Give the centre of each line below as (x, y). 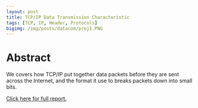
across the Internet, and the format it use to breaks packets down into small (99, 81)
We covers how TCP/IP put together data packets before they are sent (93, 75)
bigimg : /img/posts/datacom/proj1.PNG (54, 28)
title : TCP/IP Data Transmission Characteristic (68, 17)
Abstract (28, 58)
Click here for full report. (36, 98)
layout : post (22, 12)
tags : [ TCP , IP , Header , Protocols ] (52, 23)
